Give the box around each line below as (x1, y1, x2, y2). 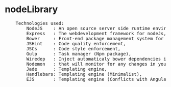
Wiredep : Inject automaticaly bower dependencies (26, 56, 161, 62)
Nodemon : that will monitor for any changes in (26, 61, 156, 67)
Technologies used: (15, 20, 64, 26)
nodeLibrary (5, 4, 58, 15)
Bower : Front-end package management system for (26, 36, 164, 41)
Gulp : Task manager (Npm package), (26, 51, 132, 56)
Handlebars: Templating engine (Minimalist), (26, 71, 142, 77)
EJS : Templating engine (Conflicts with (26, 76, 148, 82)
